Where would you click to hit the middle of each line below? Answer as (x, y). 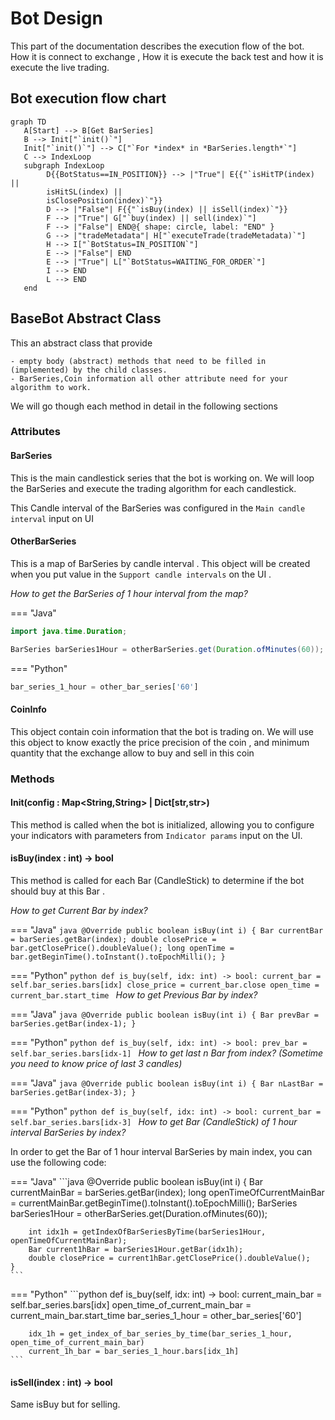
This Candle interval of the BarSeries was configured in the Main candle (158, 508)
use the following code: (58, 1163)
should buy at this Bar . (58, 891)
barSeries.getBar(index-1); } (73, 1024)
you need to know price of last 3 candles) (96, 1064)
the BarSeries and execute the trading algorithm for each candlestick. (153, 488)
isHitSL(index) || (84, 192)
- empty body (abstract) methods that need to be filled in (138, 361)
